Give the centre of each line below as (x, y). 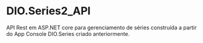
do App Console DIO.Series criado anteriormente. (68, 33)
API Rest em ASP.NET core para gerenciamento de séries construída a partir (101, 27)
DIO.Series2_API (48, 11)
